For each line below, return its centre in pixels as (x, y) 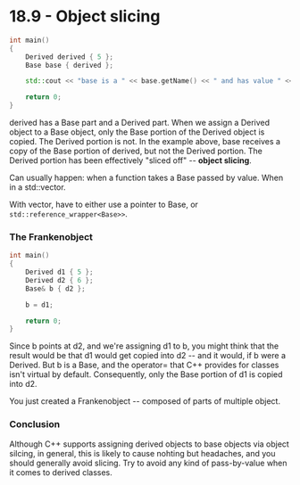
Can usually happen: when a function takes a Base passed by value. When (146, 178)
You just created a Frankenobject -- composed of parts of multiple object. (145, 401)
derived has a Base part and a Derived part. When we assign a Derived (140, 123)
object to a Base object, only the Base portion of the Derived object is (137, 132)
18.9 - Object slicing (85, 16)
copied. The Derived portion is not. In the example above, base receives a (145, 142)
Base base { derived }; (70, 65)
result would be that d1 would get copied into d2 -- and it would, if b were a (147, 356)
